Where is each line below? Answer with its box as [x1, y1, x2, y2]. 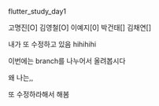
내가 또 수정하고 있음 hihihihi [8, 39, 97, 49]
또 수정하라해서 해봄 [8, 90, 69, 99]
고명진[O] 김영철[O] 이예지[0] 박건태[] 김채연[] [8, 23, 152, 32]
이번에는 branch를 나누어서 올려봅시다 [8, 57, 126, 65]
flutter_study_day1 [8, 7, 67, 16]
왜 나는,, [8, 73, 34, 82]
